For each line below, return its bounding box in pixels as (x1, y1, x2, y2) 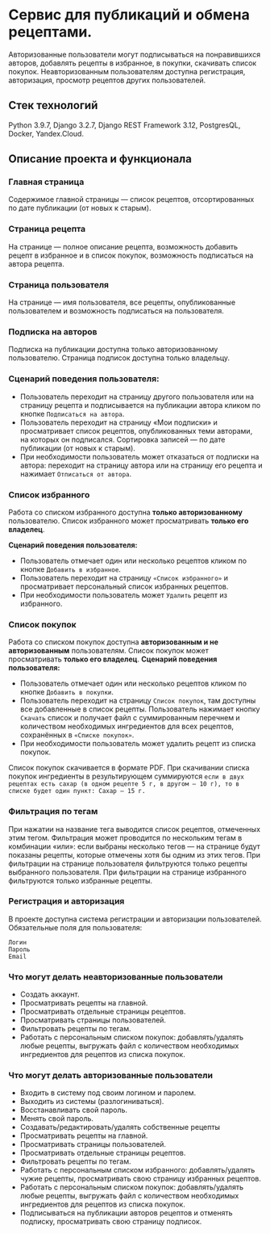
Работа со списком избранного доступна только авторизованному (8, 507, 243, 517)
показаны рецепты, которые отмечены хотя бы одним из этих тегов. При (8, 850, 260, 859)
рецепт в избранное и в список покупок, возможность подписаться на (8, 250, 254, 260)
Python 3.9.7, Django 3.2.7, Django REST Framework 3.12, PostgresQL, (8, 120, 241, 130)
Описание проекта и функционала (8, 152, 192, 166)
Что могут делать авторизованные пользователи (8, 1070, 214, 1081)
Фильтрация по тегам (8, 806, 98, 817)
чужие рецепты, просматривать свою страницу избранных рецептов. (19, 1173, 262, 1184)
